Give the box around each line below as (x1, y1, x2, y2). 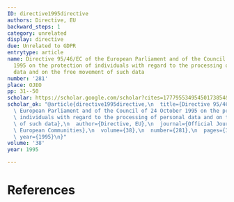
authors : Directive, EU (7, 17, 77, 24)
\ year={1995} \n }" (13, 133, 68, 140)
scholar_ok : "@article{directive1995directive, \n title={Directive (7, 101, 210, 108)
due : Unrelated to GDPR (7, 42, 77, 49)
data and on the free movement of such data (13, 68, 145, 75)
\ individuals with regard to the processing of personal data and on (13, 114, 223, 121)
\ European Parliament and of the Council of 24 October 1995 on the (13, 107, 219, 114)
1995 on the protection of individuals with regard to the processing (13, 62, 223, 69)
